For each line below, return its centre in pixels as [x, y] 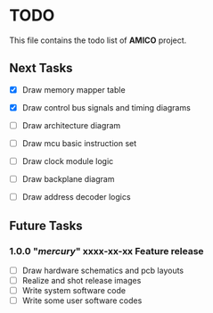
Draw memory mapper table [74, 89]
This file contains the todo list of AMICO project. [98, 40]
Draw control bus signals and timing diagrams [106, 107]
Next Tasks [41, 68]
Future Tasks [46, 225]
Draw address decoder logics [76, 197]
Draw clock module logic [68, 161]
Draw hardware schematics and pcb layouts [103, 270]
